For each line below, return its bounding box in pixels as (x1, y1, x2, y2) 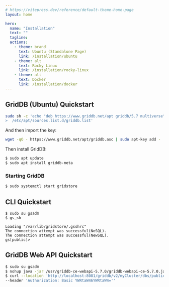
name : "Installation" (10, 26, 55, 31)
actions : (10, 40, 28, 45)
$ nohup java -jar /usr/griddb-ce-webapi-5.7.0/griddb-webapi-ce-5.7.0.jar (5, 269, 167, 274)
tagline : (10, 35, 28, 40)
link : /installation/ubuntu (18, 54, 78, 59)
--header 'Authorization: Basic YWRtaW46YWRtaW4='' (5, 278, 116, 283)
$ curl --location (5, 273, 44, 278)
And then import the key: (5, 127, 57, 133)
